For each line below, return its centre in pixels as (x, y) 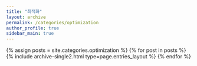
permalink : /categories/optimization (52, 22)
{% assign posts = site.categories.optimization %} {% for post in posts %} (96, 50)
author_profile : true (33, 28)
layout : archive (26, 17)
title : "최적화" (24, 11)
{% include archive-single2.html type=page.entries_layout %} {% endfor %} (99, 57)
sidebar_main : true (30, 34)
